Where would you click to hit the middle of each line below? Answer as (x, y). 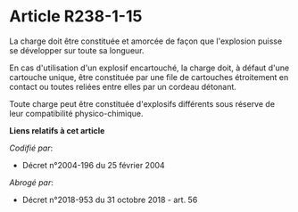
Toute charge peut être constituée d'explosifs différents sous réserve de (142, 103)
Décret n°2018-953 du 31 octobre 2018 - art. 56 (110, 200)
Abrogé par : (31, 182)
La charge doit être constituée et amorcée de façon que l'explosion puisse (146, 41)
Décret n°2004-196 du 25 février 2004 (93, 165)
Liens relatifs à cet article (57, 130)
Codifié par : (31, 148)
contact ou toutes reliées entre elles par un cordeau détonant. (123, 86)
